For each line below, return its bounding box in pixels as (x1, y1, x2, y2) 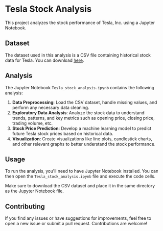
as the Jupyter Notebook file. (5, 188, 64, 194)
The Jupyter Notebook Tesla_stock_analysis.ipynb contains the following (5, 84, 155, 90)
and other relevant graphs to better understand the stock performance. (12, 141, 156, 147)
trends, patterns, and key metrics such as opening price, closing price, (12, 115, 155, 121)
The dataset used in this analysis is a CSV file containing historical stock (5, 52, 151, 58)
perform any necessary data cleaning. (12, 104, 90, 110)
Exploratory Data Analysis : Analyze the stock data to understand (12, 109, 145, 116)
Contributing (5, 202, 45, 210)
